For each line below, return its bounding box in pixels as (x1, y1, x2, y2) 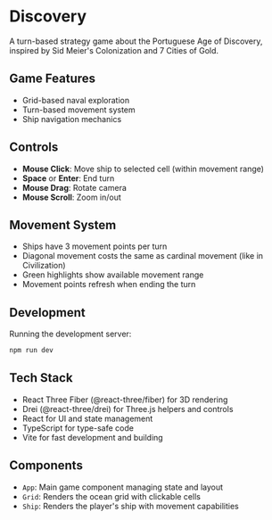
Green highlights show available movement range (21, 269, 204, 280)
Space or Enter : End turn (21, 172, 115, 184)
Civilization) (21, 260, 66, 271)
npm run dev (9, 346, 54, 355)
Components (9, 458, 83, 474)
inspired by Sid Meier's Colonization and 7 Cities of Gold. (9, 45, 219, 55)
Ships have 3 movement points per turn (21, 241, 168, 252)
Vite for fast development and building (21, 432, 163, 442)
